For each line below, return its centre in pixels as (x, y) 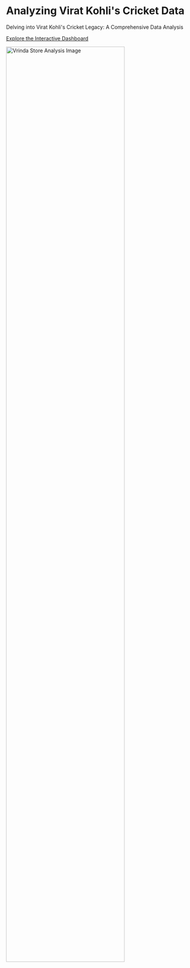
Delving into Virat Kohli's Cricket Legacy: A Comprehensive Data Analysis (95, 27)
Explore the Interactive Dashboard (48, 38)
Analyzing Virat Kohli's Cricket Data (95, 11)
